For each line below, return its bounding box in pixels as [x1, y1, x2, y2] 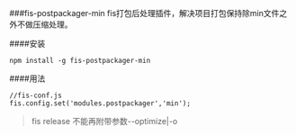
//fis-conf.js [9, 91, 63, 100]
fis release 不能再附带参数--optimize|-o [31, 116, 178, 126]
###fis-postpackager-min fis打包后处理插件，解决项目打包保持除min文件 [9, 8, 280, 18]
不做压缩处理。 [16, 19, 73, 30]
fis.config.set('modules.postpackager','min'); [9, 99, 192, 108]
